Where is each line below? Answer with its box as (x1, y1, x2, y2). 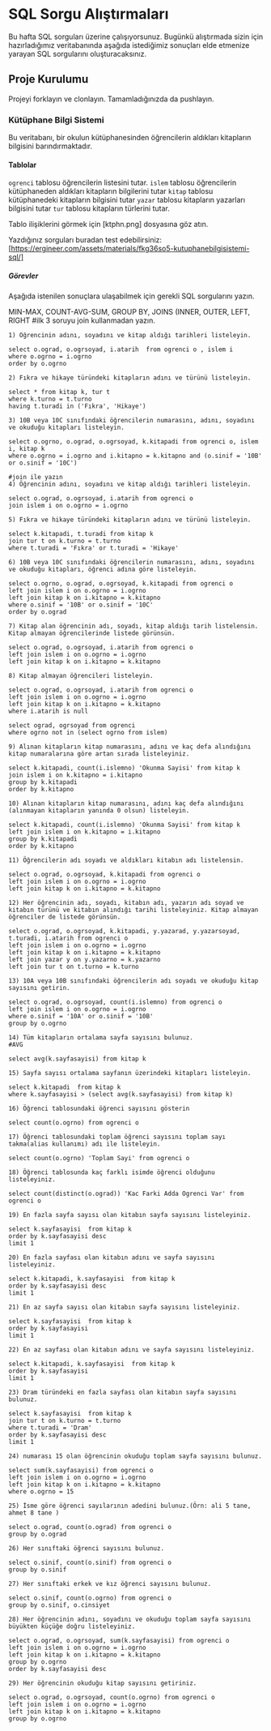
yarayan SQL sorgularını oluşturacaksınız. (8, 49, 147, 58)
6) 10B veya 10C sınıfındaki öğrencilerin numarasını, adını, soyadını (8, 559, 255, 567)
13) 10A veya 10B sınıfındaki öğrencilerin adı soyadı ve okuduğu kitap (8, 977, 259, 985)
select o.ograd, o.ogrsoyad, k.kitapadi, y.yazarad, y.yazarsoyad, (8, 928, 241, 936)
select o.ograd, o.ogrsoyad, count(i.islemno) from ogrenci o (8, 998, 222, 1006)
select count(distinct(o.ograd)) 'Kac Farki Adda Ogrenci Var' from (8, 1189, 244, 1198)
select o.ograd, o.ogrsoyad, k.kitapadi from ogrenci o (8, 871, 201, 879)
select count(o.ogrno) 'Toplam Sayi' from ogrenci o (8, 1155, 190, 1163)
